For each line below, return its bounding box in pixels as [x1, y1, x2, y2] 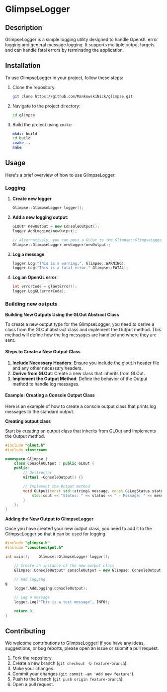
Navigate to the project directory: [12, 103, 81, 109]
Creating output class [5, 418, 51, 424]
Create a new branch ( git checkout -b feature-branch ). [12, 660, 128, 666]
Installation [5, 61, 41, 70]
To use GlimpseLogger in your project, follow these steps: [5, 75, 123, 81]
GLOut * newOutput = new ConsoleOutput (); [12, 224, 100, 229]
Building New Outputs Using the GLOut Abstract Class [5, 312, 119, 318]
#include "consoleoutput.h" [5, 545, 64, 550]
